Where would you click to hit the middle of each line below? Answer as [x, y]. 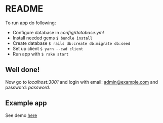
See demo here [21, 115]
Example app [26, 103]
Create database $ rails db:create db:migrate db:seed [71, 43]
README [24, 9]
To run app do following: [31, 23]
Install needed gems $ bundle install [52, 38]
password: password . [28, 87]
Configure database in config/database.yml [58, 32]
